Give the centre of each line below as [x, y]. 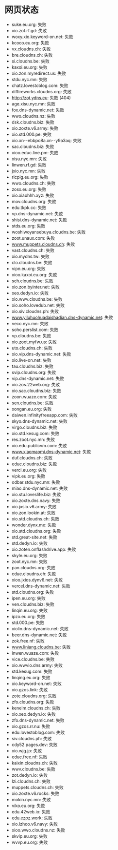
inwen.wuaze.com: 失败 [35, 653]
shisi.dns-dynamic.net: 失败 [39, 220]
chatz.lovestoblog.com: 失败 [40, 85]
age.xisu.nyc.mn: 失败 [34, 104]
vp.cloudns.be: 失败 [31, 335]
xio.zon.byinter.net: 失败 [36, 287]
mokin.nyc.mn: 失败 [31, 799]
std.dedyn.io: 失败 [30, 543]
